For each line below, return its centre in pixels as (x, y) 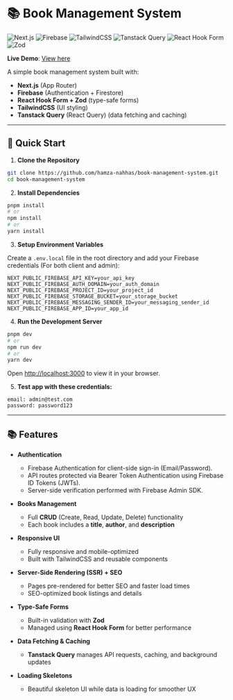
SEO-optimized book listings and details (85, 594)
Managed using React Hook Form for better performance (110, 628)
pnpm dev (20, 334)
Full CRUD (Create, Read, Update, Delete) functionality (105, 517)
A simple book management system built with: (73, 72)
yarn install (26, 231)
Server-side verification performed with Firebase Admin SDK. (115, 491)
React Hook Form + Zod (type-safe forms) (78, 100)
